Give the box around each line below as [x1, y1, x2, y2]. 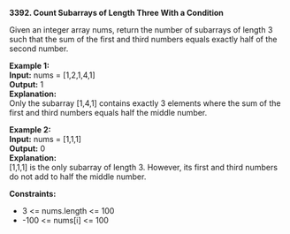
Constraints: [9, 189, 57, 199]
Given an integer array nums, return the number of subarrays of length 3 [9, 25, 273, 34]
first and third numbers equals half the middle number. [9, 108, 208, 117]
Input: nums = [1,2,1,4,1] [9, 70, 95, 80]
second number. [9, 43, 69, 54]
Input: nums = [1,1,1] [9, 134, 82, 144]
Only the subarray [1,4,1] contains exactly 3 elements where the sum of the [9, 98, 281, 109]
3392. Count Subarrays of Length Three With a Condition [9, 8, 224, 18]
